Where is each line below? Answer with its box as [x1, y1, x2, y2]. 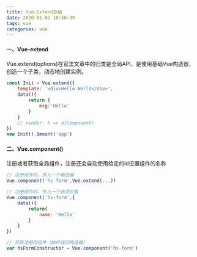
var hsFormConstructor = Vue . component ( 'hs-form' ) [6, 245, 138, 252]
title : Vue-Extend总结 [6, 9, 62, 15]
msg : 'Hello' [39, 103, 70, 109]
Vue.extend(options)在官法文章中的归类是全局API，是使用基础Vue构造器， [6, 60, 195, 68]
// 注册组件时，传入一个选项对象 [6, 189, 78, 195]
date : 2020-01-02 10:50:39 [6, 15, 75, 21]
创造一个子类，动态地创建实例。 [6, 68, 87, 75]
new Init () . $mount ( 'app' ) [6, 131, 72, 137]
